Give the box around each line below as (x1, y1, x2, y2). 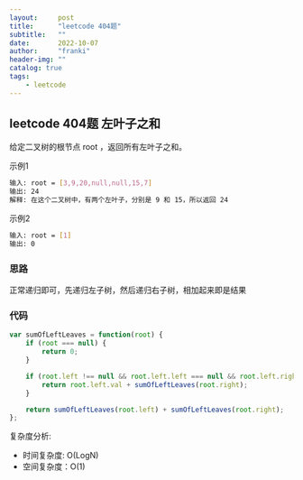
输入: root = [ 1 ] (9, 231, 72, 240)
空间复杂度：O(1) (22, 461, 86, 472)
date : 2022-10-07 (9, 38, 99, 48)
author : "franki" (9, 47, 91, 56)
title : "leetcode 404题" (9, 22, 122, 31)
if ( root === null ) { (25, 339, 106, 348)
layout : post (9, 13, 75, 23)
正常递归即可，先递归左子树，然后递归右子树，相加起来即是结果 (9, 285, 246, 296)
